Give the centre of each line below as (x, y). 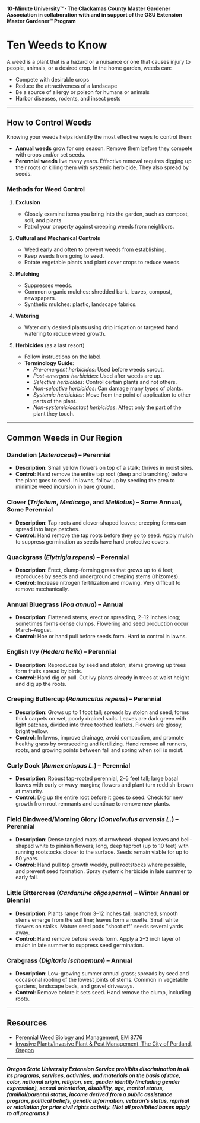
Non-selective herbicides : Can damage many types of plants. (108, 388)
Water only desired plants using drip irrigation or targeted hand (101, 327)
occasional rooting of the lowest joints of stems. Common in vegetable (101, 980)
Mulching (27, 273)
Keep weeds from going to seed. (64, 255)
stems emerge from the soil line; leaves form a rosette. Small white (97, 919)
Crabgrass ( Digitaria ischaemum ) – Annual (69, 960)
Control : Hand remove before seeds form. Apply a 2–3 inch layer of (98, 938)
